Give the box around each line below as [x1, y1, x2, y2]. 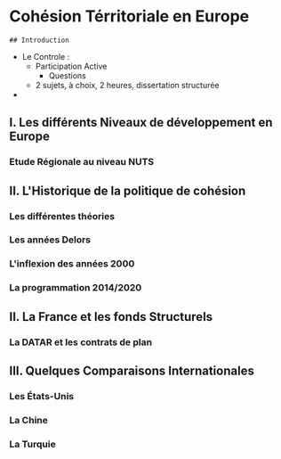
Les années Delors [9, 234, 92, 246]
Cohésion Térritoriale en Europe [9, 6, 250, 27]
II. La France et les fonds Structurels [9, 309, 213, 324]
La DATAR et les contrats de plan [9, 336, 153, 348]
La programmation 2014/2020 [9, 282, 142, 294]
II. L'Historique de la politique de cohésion [9, 183, 246, 198]
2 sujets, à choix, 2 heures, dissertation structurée [35, 79, 220, 90]
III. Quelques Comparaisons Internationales [9, 364, 255, 379]
